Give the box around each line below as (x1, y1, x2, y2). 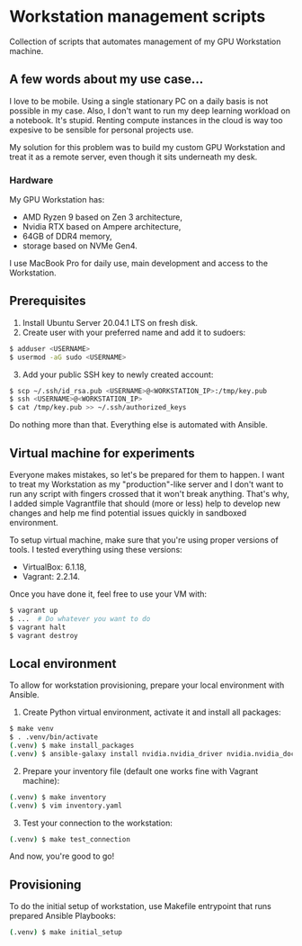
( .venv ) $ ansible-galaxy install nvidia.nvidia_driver (9, 749, 223, 758)
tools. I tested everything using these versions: (9, 545, 182, 555)
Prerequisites (9, 293, 86, 309)
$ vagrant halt (9, 623, 67, 632)
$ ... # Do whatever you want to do (9, 614, 151, 623)
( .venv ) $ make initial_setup (9, 928, 123, 937)
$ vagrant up (9, 606, 58, 616)
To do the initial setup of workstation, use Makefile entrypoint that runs (9, 901, 271, 912)
